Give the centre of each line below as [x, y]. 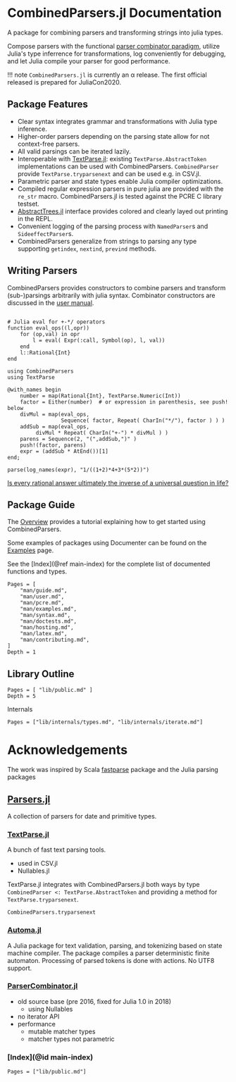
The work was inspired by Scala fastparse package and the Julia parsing [113, 770]
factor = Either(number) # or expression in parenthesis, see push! [124, 402]
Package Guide [41, 505]
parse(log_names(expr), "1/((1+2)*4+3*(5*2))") [79, 470]
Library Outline [41, 674]
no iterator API [38, 1016]
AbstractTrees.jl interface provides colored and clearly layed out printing [123, 211]
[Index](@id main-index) [50, 1057]
